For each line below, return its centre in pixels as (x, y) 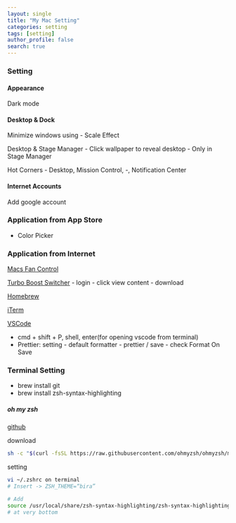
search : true (26, 46)
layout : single (29, 14)
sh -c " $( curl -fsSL (38, 454)
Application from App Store (55, 220)
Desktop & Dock (31, 120)
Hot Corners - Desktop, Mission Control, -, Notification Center (97, 170)
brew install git (39, 386)
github (17, 427)
